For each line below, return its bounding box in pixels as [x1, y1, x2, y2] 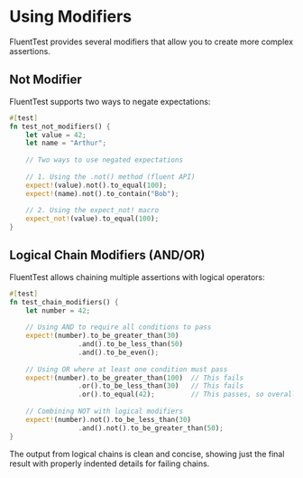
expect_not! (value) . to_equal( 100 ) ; [25, 214, 160, 223]
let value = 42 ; [25, 130, 87, 139]
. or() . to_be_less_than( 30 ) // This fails [78, 381, 244, 390]
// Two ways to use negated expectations [25, 155, 183, 164]
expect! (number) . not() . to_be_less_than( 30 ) [25, 415, 192, 424]
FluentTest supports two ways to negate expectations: [9, 96, 211, 107]
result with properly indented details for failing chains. [9, 458, 210, 469]
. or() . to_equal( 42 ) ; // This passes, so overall [78, 390, 297, 399]
